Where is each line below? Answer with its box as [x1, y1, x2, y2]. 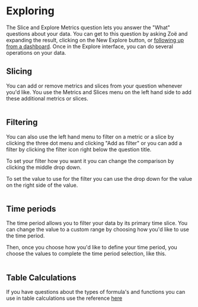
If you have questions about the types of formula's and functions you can [6, 289, 186, 296]
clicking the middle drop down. [6, 164, 82, 171]
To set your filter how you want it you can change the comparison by [6, 157, 174, 164]
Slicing [6, 67, 33, 77]
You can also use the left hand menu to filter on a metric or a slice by [6, 133, 174, 140]
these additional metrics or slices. [6, 95, 89, 102]
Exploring [6, 4, 55, 18]
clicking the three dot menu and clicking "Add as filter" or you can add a [6, 139, 183, 146]
